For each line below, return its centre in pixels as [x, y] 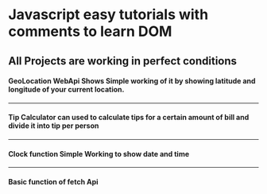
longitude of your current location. [66, 90]
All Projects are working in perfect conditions [122, 61]
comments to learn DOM [90, 31]
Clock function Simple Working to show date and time [99, 153]
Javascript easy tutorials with [108, 15]
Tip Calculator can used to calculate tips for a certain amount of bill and [129, 118]
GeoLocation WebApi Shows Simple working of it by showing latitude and [132, 81]
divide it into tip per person [54, 126]
